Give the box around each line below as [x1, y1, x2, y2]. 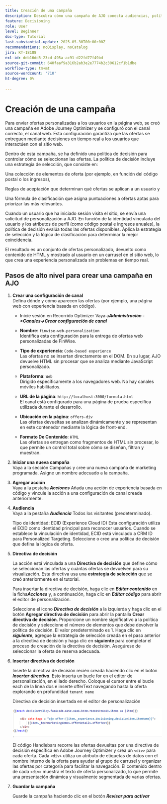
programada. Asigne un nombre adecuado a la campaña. [12, 470, 129, 476]
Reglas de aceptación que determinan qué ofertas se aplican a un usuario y [5, 185, 160, 191]
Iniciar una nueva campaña [12, 459, 70, 465]
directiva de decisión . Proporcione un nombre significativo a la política [12, 617, 158, 623]
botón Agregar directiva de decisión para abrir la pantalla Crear [12, 611, 145, 617]
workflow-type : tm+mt [5, 66, 50, 71]
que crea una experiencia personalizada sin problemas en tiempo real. [5, 257, 149, 263]
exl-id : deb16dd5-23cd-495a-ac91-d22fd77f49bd [5, 55, 103, 60]
